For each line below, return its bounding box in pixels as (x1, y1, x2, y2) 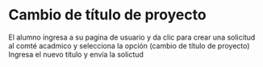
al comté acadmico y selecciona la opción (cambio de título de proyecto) (8, 40, 250, 50)
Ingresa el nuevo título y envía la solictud (8, 49, 144, 59)
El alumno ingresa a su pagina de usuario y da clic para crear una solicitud (8, 32, 256, 42)
